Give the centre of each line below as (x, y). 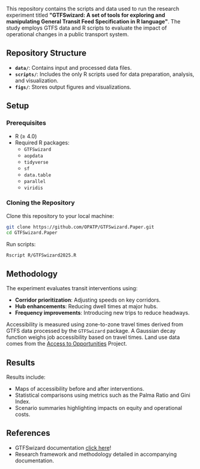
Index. (23, 402)
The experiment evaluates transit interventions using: (72, 288)
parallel (35, 181)
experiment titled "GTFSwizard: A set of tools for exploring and (86, 15)
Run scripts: (21, 244)
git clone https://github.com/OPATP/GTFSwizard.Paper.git (80, 227)
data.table (38, 175)
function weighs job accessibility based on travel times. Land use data (93, 337)
